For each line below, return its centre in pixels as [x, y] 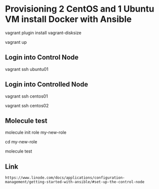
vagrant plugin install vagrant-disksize [43, 33]
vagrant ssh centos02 [27, 105]
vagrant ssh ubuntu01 [27, 69]
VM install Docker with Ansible [69, 19]
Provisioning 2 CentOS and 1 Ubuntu [80, 9]
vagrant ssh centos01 [26, 96]
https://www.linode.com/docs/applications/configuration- [65, 178]
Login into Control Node [42, 58]
